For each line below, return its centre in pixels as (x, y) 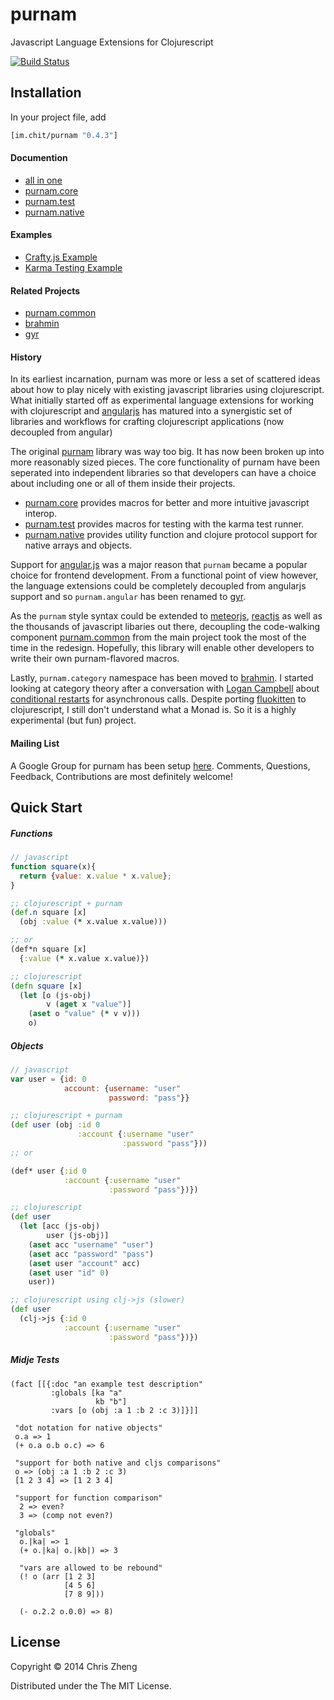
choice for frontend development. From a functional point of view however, (164, 575)
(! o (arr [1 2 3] (58, 1576)
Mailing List (35, 744)
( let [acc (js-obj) (60, 1226)
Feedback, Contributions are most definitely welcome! (121, 776)
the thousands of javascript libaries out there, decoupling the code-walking (165, 627)
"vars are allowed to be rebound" (91, 1568)
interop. (41, 514)
